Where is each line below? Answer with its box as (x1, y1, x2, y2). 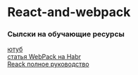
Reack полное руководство (7, 60, 89, 69)
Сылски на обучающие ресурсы (7, 29, 125, 39)
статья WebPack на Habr (7, 53, 82, 61)
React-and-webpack (7, 4, 131, 20)
